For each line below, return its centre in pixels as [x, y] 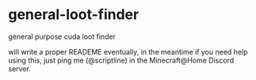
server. [20, 68]
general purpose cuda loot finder [62, 36]
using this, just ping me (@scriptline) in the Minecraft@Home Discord [121, 60]
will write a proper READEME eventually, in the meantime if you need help [128, 51]
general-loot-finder [74, 15]
